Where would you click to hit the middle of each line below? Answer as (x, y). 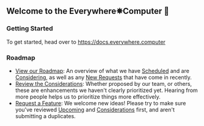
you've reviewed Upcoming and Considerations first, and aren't (95, 110)
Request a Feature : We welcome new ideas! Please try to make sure (100, 103)
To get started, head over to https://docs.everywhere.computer (86, 42)
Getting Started (30, 29)
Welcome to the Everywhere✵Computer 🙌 (88, 11)
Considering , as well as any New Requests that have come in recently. (104, 77)
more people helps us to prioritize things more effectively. (88, 96)
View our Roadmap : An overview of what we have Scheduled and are (102, 71)
